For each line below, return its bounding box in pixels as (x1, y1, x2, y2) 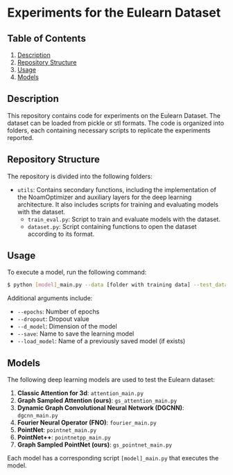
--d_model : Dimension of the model (17, 322, 118, 331)
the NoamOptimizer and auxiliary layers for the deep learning (17, 193, 192, 201)
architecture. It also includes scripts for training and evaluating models (17, 200, 218, 209)
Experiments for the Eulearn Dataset (7, 5, 221, 21)
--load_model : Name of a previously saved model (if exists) (17, 337, 186, 345)
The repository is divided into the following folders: (7, 172, 153, 180)
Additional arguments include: (7, 294, 93, 302)
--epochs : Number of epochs (17, 307, 100, 316)
